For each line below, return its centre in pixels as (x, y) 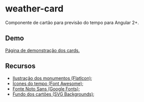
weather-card (34, 9)
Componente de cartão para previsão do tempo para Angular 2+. (72, 22)
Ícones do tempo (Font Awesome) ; (48, 83)
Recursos (20, 66)
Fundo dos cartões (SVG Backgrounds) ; (53, 94)
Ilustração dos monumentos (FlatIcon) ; (52, 78)
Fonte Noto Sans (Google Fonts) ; (46, 88)
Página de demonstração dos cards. (42, 50)
